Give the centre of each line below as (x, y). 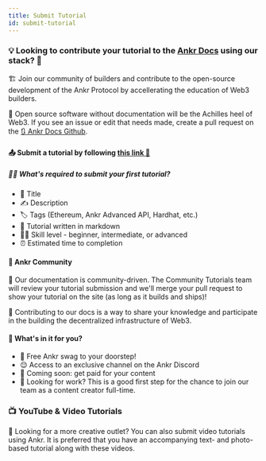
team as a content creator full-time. (77, 389)
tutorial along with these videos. (83, 448)
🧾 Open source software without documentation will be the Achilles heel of (130, 114)
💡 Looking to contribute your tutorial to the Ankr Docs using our (133, 51)
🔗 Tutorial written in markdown (70, 227)
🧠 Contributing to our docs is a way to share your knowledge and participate (133, 312)
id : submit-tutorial (42, 23)
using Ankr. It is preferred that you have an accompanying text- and (119, 440)
